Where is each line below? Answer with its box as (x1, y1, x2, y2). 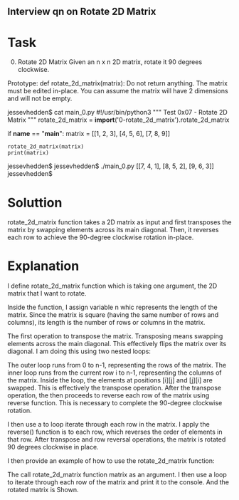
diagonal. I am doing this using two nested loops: (7, 347, 152, 355)
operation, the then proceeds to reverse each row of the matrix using (7, 391, 210, 400)
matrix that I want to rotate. (7, 289, 87, 298)
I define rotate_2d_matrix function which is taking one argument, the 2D (7, 281, 218, 291)
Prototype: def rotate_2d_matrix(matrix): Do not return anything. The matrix (7, 79, 228, 88)
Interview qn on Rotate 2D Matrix (7, 6, 156, 18)
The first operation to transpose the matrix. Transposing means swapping (7, 332, 223, 340)
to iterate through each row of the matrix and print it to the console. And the (7, 478, 230, 486)
